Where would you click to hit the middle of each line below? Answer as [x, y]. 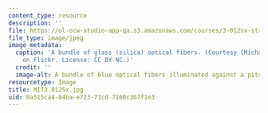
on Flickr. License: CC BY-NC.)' [78, 60]
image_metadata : [35, 45]
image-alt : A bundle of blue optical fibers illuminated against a [130, 75]
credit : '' [33, 68]
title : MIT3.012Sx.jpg [46, 90]
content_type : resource [48, 16]
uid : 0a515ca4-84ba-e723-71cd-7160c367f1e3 [82, 97]
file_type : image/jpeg [46, 38]
